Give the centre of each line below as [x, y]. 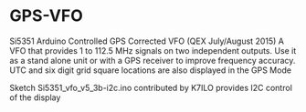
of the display [35, 97]
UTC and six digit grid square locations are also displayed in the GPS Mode [151, 70]
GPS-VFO [47, 16]
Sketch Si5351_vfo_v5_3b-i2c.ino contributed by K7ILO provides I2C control [151, 87]
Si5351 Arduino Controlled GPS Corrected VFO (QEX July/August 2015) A [147, 41]
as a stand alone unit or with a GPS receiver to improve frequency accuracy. [153, 60]
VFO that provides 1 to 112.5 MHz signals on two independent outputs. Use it [153, 50]
